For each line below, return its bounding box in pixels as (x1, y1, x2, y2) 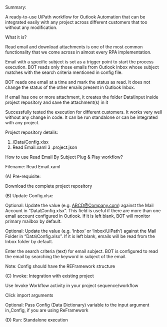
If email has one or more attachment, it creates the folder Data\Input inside (5, 94, 158, 100)
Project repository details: (5, 129, 58, 135)
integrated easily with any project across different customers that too (5, 19, 147, 25)
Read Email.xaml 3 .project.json (12, 144, 77, 150)
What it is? (5, 34, 27, 40)
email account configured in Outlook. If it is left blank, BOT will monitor (5, 213, 150, 219)
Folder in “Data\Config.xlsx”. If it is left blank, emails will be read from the (5, 233, 155, 239)
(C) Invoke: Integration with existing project (5, 273, 94, 279)
